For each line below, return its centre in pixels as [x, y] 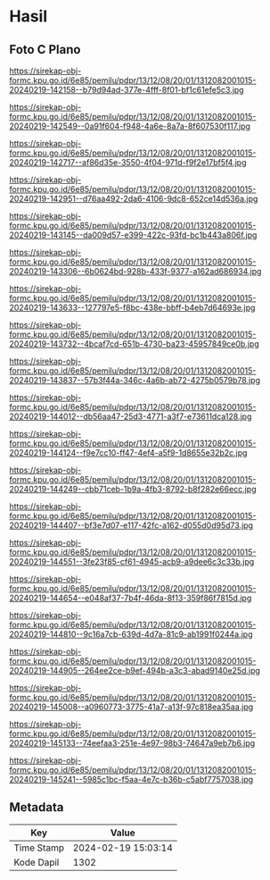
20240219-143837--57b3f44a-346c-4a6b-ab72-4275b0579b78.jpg [135, 380]
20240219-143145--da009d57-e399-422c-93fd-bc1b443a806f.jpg [133, 235]
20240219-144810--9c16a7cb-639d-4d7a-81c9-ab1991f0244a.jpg [131, 634]
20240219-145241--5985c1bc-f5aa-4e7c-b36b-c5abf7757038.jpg [131, 779]
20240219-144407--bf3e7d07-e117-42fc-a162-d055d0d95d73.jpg [131, 525]
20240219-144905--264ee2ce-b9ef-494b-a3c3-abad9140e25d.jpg [135, 670]
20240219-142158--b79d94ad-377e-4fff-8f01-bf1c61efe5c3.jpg [127, 90]
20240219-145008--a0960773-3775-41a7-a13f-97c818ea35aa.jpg [131, 707]
